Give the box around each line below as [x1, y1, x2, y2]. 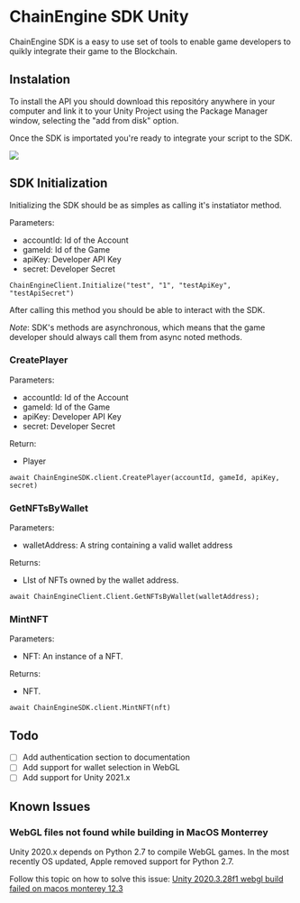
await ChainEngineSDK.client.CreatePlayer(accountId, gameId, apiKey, [9, 473, 280, 482]
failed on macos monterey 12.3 [9, 883, 123, 894]
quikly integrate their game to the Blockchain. [9, 45, 178, 56]
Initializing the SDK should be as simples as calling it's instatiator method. [9, 199, 282, 210]
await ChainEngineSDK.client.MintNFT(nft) [9, 704, 171, 713]
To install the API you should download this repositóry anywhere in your [9, 96, 276, 106]
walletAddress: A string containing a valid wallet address [22, 539, 233, 551]
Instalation [9, 72, 70, 88]
